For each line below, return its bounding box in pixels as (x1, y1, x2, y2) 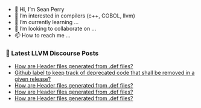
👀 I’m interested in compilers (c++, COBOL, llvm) (14, 12, 135, 19)
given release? (14, 75, 51, 83)
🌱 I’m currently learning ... (14, 19, 79, 25)
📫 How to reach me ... (14, 32, 71, 39)
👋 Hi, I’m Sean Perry (14, 6, 65, 13)
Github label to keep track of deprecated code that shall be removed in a (14, 69, 195, 77)
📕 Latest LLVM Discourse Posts (5, 49, 99, 57)
